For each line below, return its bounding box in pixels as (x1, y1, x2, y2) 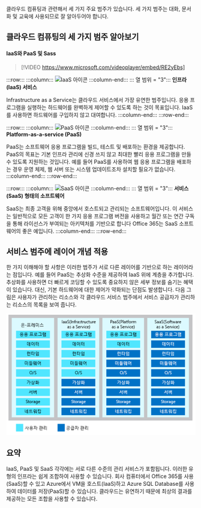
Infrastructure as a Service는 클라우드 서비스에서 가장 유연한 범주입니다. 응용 (6, 96, 189, 103)
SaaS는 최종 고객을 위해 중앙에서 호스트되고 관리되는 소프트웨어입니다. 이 (6, 205, 178, 212)
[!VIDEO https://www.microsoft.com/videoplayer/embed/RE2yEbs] (20, 64, 185, 71)
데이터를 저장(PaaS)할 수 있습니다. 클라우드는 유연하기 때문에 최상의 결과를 (17, 488, 193, 495)
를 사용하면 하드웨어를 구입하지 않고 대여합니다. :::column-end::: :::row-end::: (6, 111, 189, 118)
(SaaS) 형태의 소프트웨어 (6, 192, 65, 199)
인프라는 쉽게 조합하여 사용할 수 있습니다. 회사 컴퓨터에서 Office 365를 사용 (17, 473, 194, 480)
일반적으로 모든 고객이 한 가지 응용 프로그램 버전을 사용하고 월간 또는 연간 (12, 212, 184, 220)
